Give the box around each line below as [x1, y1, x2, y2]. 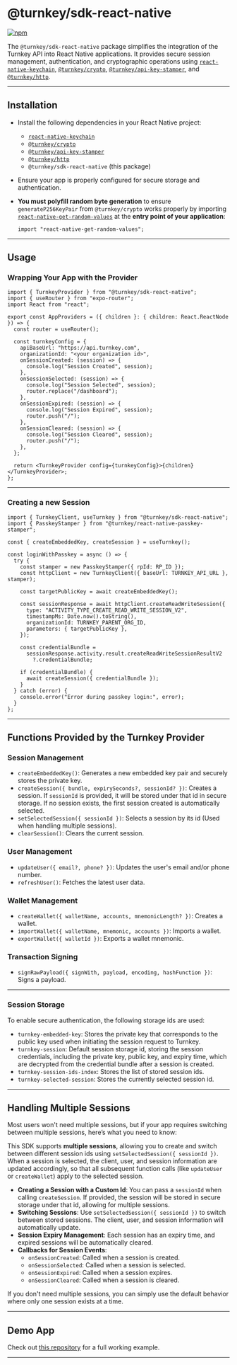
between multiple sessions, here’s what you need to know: [7, 1128, 178, 1137]
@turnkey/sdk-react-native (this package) [28, 161, 152, 171]
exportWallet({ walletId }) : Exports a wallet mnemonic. [17, 935, 184, 943]
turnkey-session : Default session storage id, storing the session [17, 1044, 204, 1053]
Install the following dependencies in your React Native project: [17, 118, 202, 127]
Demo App [7, 1324, 55, 1336]
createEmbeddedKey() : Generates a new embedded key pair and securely [17, 769, 228, 777]
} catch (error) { [13, 687, 68, 695]
